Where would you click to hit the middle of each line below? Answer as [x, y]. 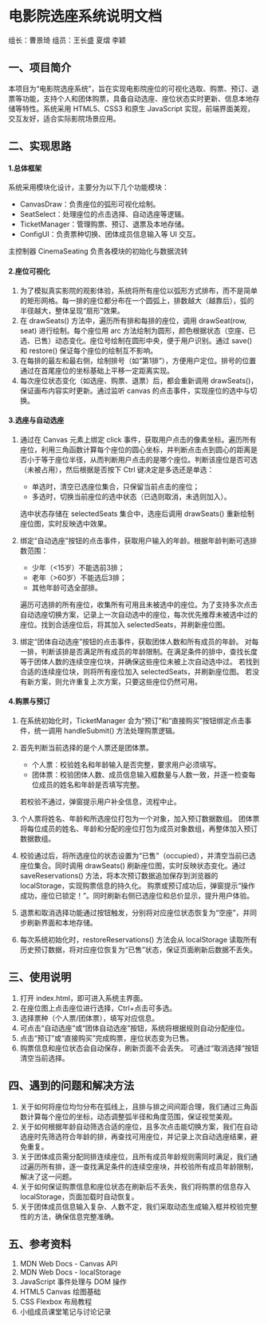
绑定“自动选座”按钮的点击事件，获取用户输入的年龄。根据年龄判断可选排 [138, 540]
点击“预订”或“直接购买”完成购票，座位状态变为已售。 [106, 1038]
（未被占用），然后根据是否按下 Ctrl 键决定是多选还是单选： [117, 470]
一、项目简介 [40, 68]
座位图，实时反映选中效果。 [65, 523]
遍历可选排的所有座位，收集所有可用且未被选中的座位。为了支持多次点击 [138, 604]
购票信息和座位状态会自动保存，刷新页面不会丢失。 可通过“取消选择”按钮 [139, 1048]
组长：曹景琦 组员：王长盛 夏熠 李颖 [67, 40]
